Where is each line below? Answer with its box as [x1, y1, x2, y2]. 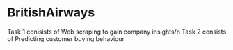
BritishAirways [7, 5, 95, 21]
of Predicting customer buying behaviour [7, 34, 125, 42]
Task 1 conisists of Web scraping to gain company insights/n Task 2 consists [7, 27, 227, 36]
